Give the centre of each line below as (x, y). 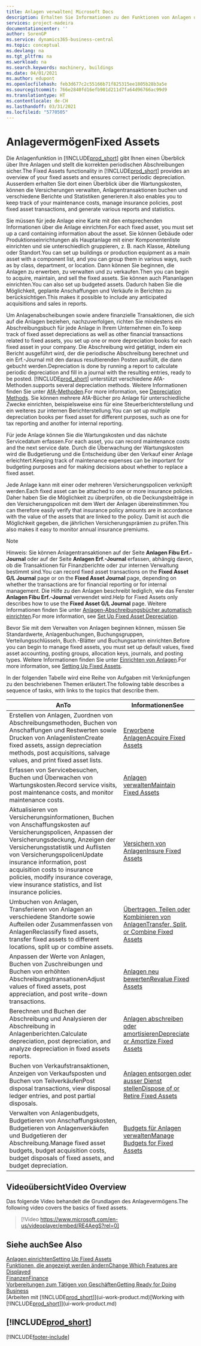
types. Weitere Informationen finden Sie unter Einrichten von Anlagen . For (96, 660)
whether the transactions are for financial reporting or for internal (86, 584)
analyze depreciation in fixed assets (60, 1049)
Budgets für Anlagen (152, 1128)
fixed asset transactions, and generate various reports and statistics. (91, 209)
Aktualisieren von (33, 810)
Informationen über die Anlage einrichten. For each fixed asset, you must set (100, 227)
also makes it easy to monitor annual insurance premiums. (78, 529)
